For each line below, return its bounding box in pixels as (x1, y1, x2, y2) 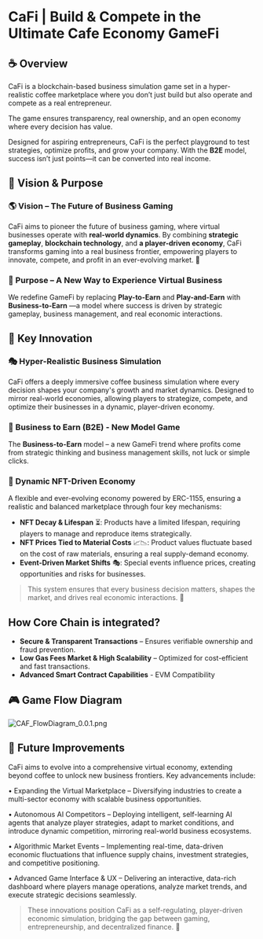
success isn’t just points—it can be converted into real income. (8, 154, 211, 163)
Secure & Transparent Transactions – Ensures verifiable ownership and (19, 637, 254, 646)
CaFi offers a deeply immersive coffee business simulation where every (8, 377, 239, 386)
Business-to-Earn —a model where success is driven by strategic (8, 300, 223, 310)
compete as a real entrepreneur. (8, 98, 112, 108)
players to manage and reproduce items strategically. (19, 529, 192, 539)
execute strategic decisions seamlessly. (8, 889, 137, 900)
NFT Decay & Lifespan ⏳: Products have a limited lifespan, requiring (19, 517, 241, 527)
